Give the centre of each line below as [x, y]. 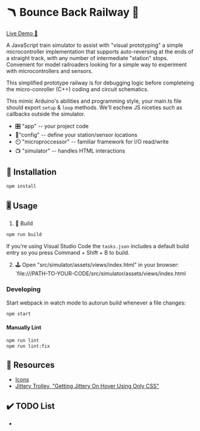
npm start [19, 314]
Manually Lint [24, 328]
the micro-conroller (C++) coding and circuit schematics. [78, 89]
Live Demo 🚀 [22, 33]
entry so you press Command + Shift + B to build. [68, 253]
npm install [21, 186]
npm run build [24, 235]
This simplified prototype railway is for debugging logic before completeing [100, 83]
